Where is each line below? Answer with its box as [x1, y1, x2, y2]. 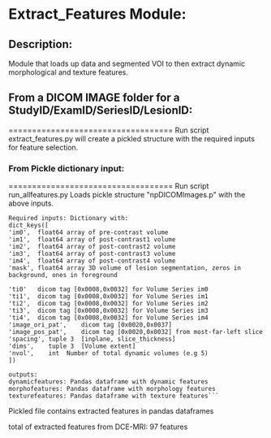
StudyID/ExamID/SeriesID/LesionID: [8, 103, 193, 118]
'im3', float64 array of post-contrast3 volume [8, 249, 176, 258]
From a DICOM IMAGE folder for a [8, 91, 180, 105]
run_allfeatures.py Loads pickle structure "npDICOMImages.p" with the [8, 190, 246, 200]
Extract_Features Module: [8, 5, 187, 24]
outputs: [8, 371, 38, 379]
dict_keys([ [8, 221, 49, 230]
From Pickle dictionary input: [8, 163, 125, 174]
